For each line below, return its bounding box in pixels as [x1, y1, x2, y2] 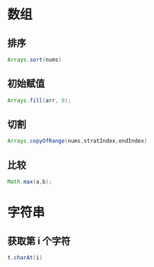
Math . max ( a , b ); [7, 178, 53, 185]
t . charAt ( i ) [7, 254, 43, 261]
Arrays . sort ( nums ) [7, 56, 62, 63]
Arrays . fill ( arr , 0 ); [7, 97, 72, 104]
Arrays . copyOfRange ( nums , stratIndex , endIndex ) [7, 138, 148, 145]
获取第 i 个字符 [7, 235, 71, 247]
